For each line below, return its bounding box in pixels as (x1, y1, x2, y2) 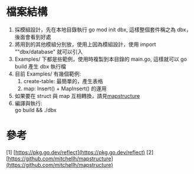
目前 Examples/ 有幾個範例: (14, 70, 81, 77)
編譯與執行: (14, 100, 42, 107)
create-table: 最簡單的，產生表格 (23, 77, 103, 84)
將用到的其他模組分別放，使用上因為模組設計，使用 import (14, 41, 156, 48)
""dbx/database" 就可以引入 (14, 48, 83, 55)
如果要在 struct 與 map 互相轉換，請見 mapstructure (14, 92, 140, 99)
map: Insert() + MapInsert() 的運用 (23, 85, 107, 92)
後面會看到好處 (14, 33, 51, 40)
